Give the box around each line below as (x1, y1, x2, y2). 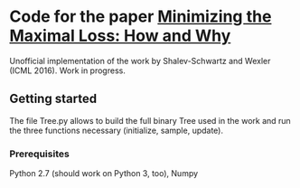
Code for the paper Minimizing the (9, 6, 272, 27)
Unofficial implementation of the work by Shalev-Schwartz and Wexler (9, 55, 271, 66)
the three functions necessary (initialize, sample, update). (9, 125, 224, 136)
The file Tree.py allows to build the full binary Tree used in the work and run (9, 115, 291, 126)
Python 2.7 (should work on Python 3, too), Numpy (9, 168, 199, 179)
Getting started (9, 91, 98, 107)
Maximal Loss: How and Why (9, 25, 231, 46)
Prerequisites (9, 147, 70, 160)
